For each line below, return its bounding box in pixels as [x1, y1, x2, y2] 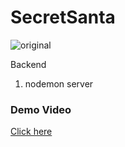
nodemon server [24, 77, 94, 90]
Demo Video [10, 102, 72, 116]
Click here [10, 126, 53, 138]
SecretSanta [10, 6, 116, 29]
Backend [10, 58, 47, 70]
